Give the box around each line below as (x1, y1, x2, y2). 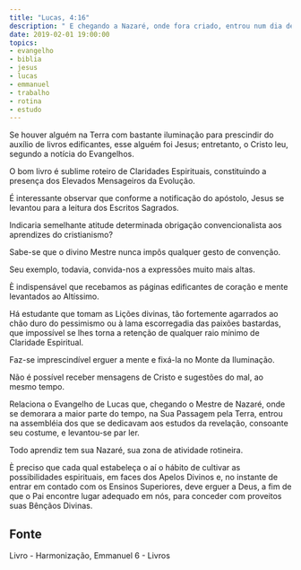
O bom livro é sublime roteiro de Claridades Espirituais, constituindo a (9, 166, 267, 177)
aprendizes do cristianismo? (9, 230, 114, 241)
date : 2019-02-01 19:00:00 (9, 30, 110, 39)
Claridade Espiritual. (9, 338, 84, 348)
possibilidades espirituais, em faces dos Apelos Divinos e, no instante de (9, 472, 279, 483)
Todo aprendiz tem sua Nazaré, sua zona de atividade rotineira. (9, 445, 244, 456)
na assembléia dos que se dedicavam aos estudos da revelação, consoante (9, 418, 288, 429)
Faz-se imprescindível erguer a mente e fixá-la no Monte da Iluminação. (9, 355, 275, 365)
